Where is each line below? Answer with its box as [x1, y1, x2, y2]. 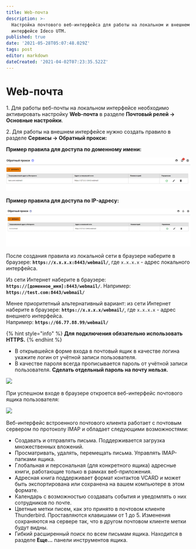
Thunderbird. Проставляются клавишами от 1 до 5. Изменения [14, 512, 171, 519]
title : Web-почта [6, 9, 49, 15]
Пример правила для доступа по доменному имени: [6, 145, 142, 152]
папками [14, 455, 37, 462]
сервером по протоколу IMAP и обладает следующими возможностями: [6, 425, 188, 432]
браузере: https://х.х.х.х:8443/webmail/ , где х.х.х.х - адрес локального [6, 258, 190, 265]
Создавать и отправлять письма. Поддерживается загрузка [14, 437, 166, 444]
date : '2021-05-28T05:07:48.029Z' [6, 40, 91, 46]
